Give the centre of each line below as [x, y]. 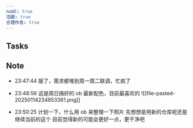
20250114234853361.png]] [47, 99]
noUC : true [19, 11]
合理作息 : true [23, 22]
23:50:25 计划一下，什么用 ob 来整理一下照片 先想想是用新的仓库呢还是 [101, 112]
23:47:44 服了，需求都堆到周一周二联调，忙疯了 [72, 81]
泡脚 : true [18, 17]
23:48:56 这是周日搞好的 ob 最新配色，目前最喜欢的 [77, 93]
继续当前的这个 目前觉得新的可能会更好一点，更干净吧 [79, 119]
